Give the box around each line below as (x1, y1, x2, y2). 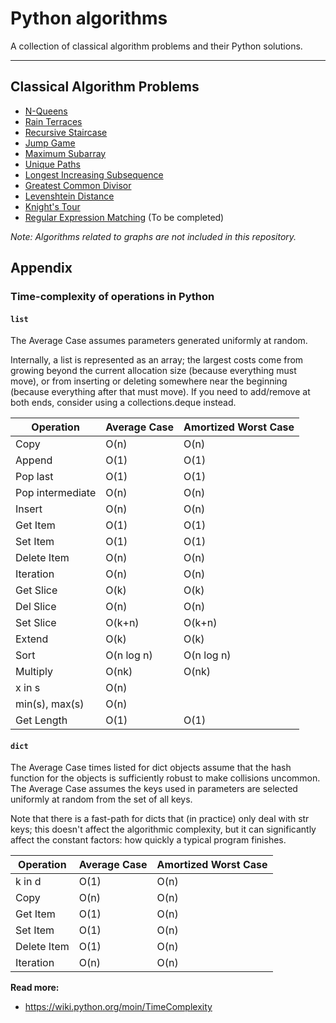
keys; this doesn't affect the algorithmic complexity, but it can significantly (10, 823, 317, 836)
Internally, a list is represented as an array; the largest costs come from (10, 354, 304, 366)
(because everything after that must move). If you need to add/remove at (10, 386, 311, 398)
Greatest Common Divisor (24, 179, 132, 191)
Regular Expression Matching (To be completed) (24, 211, 225, 223)
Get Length (15, 713, 68, 727)
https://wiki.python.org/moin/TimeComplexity (24, 1001, 213, 1013)
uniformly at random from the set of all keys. (10, 793, 193, 806)
